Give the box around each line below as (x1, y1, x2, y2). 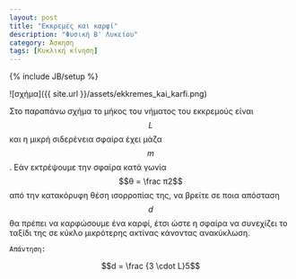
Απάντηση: (9, 245, 47, 254)
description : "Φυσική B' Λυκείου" (9, 30, 139, 39)
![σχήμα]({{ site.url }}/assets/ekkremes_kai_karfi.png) (9, 89, 208, 100)
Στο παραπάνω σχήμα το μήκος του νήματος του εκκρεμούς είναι (9, 106, 254, 117)
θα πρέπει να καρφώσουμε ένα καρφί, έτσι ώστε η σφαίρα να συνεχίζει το (9, 218, 288, 229)
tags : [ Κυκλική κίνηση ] (9, 47, 99, 56)
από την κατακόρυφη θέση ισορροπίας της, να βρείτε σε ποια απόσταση (9, 190, 280, 201)
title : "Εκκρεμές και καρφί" (9, 22, 118, 31)
